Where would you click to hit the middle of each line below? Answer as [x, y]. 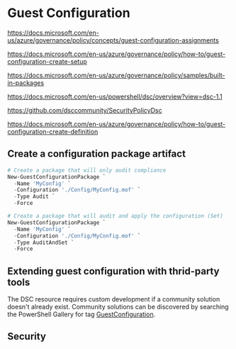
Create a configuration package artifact [97, 154]
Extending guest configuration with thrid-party [113, 271]
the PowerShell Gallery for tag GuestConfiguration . [82, 314]
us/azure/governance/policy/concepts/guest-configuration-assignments [113, 40]
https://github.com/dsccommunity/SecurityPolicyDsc [85, 110]
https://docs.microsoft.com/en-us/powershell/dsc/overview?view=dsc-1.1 [115, 96]
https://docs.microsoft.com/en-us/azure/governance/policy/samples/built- [116, 75]
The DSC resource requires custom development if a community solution [114, 299]
